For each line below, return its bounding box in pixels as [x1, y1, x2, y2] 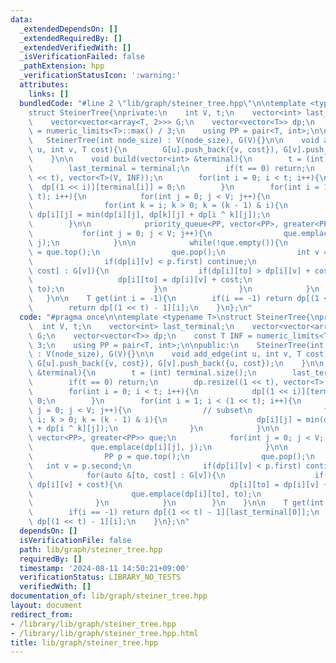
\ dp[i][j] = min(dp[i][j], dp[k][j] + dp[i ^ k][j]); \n [28, 210, 271, 220]
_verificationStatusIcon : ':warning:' [19, 71, 182, 81]
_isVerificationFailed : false [19, 52, 145, 62]
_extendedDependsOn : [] [19, 24, 118, 34]
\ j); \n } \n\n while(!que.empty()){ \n [28, 237, 288, 248]
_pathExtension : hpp [19, 61, 105, 71]
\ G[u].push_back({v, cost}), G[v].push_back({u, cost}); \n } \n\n [28, 359, 325, 369]
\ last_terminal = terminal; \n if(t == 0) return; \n [28, 163, 315, 173]
